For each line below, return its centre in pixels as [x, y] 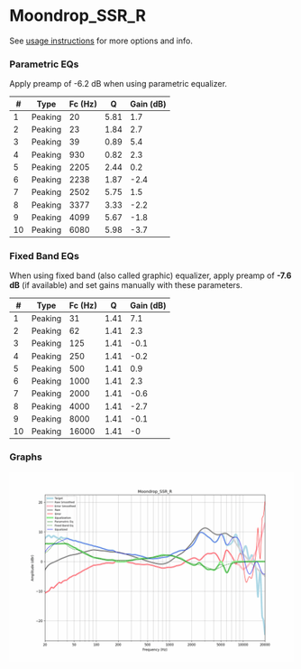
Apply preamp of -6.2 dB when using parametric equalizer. [119, 84]
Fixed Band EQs [44, 256]
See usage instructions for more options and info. [101, 41]
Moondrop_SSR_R [78, 16]
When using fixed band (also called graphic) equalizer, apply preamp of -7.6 [150, 275]
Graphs [26, 457]
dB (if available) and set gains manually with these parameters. [126, 285]
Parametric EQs [44, 64]
